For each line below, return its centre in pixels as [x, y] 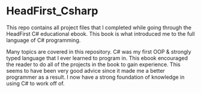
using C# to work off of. [35, 83]
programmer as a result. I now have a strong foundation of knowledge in [95, 77]
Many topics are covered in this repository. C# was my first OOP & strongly [99, 51]
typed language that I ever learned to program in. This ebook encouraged [97, 58]
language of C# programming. [43, 40]
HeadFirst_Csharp [52, 11]
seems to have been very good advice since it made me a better [85, 70]
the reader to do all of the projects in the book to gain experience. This [94, 64]
